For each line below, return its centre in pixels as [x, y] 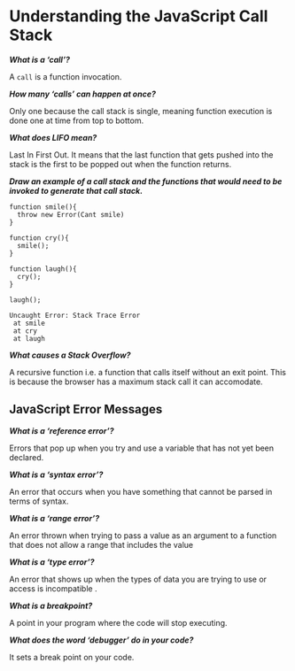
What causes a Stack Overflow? [70, 355]
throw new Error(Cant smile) [71, 214]
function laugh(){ [43, 269]
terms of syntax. [39, 501]
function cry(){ [39, 238]
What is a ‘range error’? [54, 518]
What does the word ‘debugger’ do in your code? [101, 640]
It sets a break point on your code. [72, 657]
